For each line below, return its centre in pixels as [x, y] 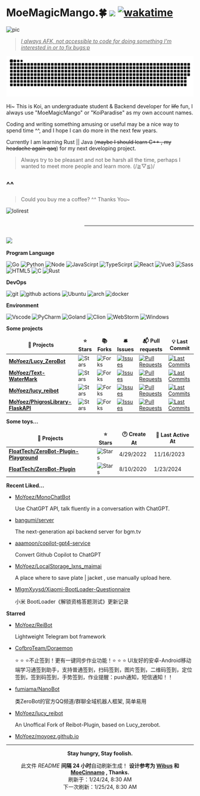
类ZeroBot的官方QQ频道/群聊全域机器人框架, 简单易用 [81, 701]
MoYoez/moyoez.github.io [47, 736]
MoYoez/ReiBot [33, 625]
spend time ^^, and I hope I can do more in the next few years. [82, 130]
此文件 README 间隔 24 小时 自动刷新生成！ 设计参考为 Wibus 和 [100, 766]
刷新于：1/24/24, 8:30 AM [100, 779]
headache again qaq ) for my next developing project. [71, 148]
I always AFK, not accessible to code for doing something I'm [96, 41]
